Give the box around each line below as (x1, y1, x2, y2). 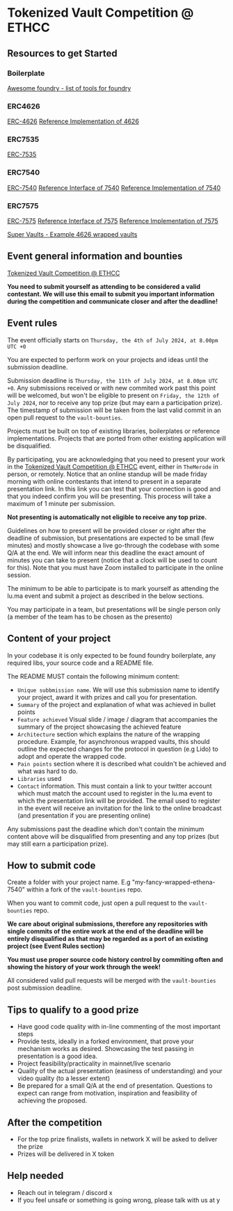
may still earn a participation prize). (7, 839, 109, 848)
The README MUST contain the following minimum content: (7, 672, 180, 680)
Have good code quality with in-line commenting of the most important (17, 1022, 221, 1031)
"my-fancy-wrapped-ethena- (131, 878, 216, 887)
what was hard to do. (17, 767, 79, 775)
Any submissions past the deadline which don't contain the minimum (7, 825, 204, 833)
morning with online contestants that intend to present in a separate (7, 477, 202, 485)
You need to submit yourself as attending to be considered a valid (7, 282, 200, 290)
